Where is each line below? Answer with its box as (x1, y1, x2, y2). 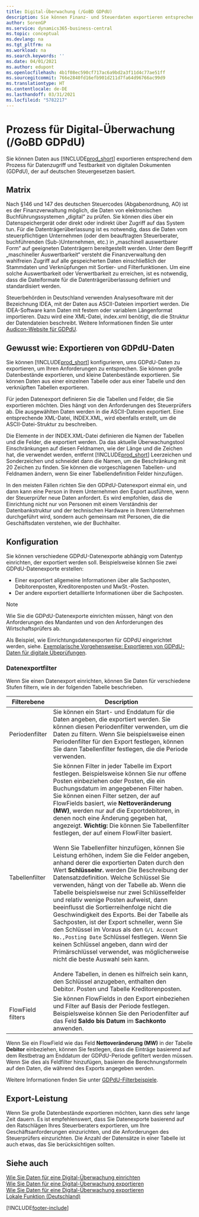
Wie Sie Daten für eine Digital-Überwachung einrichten (6, 1174, 140, 1181)
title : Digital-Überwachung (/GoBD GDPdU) (6, 8, 113, 15)
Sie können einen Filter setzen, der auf (53, 792, 161, 800)
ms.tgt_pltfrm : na (6, 42, 52, 48)
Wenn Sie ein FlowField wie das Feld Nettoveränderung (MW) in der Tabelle (6, 1039, 193, 1046)
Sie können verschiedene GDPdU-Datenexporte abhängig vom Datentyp (6, 553, 183, 559)
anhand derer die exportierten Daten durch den (53, 859, 185, 867)
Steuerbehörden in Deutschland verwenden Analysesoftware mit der (6, 294, 174, 301)
